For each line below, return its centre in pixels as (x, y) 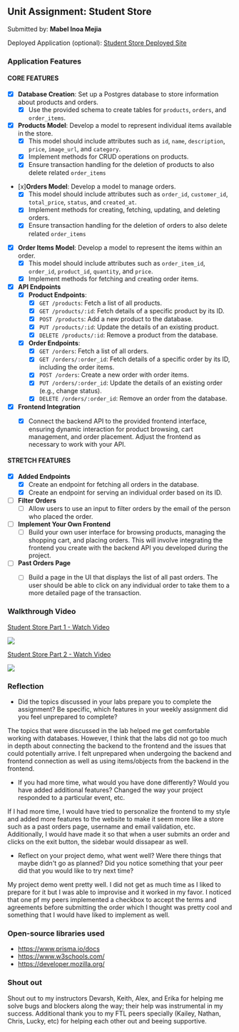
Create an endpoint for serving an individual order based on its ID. (125, 492)
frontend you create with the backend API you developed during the (128, 548)
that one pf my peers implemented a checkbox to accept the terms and (112, 899)
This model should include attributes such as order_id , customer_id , (128, 194)
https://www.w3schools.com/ (61, 956)
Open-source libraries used (56, 933)
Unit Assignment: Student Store (80, 12)
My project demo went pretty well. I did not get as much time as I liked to (114, 884)
